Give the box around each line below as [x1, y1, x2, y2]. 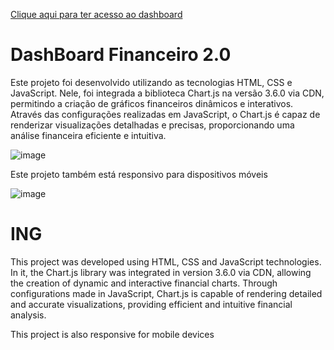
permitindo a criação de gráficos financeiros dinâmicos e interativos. [10, 97, 294, 109]
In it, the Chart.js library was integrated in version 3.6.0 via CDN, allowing [10, 266, 312, 278]
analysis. [10, 309, 47, 321]
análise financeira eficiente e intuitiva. [10, 129, 167, 141]
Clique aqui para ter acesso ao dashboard [10, 9, 183, 20]
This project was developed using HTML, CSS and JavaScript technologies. [10, 255, 322, 268]
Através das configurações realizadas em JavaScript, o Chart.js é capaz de [10, 108, 321, 120]
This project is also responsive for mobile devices [10, 328, 215, 340]
